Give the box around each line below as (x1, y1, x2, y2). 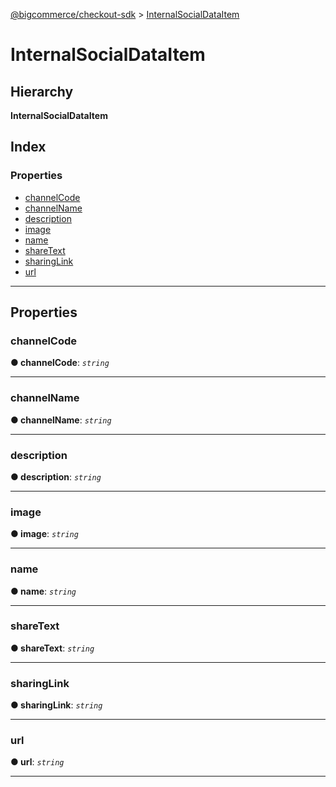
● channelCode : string (10, 357, 110, 369)
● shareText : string (10, 642, 95, 654)
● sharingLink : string (10, 699, 103, 711)
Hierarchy (10, 83, 74, 100)
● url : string (10, 756, 65, 768)
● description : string (10, 470, 102, 483)
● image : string (10, 528, 79, 540)
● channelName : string (10, 414, 112, 426)
